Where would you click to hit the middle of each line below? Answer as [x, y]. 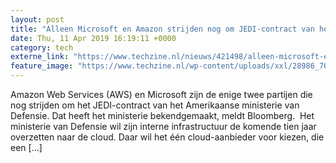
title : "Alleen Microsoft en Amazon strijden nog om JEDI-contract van [162, 29]
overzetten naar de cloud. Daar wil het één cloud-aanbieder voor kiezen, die [167, 137]
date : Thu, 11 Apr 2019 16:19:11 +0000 [93, 38]
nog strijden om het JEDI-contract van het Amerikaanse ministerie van [155, 105]
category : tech [42, 47]
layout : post [37, 19]
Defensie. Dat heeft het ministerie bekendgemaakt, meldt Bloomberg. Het [162, 115]
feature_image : [42, 66]
